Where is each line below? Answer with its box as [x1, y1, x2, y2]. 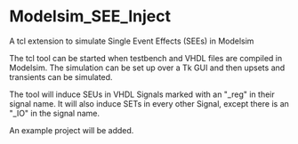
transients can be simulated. [9, 71, 113, 82]
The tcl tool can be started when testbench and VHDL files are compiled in [9, 52, 283, 63]
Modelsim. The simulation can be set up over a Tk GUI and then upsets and [9, 62, 286, 73]
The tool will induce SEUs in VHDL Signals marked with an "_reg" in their [9, 89, 275, 100]
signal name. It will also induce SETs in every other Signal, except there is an [9, 98, 289, 108]
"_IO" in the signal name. [9, 108, 101, 118]
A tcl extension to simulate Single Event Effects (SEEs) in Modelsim [9, 36, 254, 46]
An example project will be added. [9, 124, 134, 135]
